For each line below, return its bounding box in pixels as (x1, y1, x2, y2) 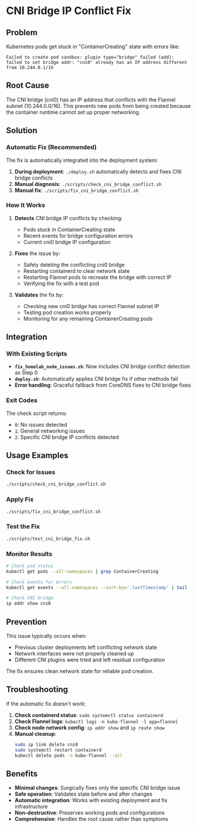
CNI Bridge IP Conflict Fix (6, 4, 131, 18)
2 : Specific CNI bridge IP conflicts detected (14, 433, 119, 441)
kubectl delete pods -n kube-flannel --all (14, 752, 123, 758)
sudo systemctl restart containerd (14, 747, 102, 753)
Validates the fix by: (14, 291, 64, 298)
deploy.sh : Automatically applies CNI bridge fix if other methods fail (14, 376, 178, 383)
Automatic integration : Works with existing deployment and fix (14, 797, 168, 804)
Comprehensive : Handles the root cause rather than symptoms (14, 816, 168, 823)
